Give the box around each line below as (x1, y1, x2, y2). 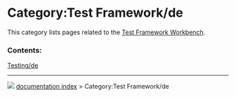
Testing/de (7, 61, 39, 70)
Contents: (7, 45, 42, 55)
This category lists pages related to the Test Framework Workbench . (7, 28, 206, 36)
